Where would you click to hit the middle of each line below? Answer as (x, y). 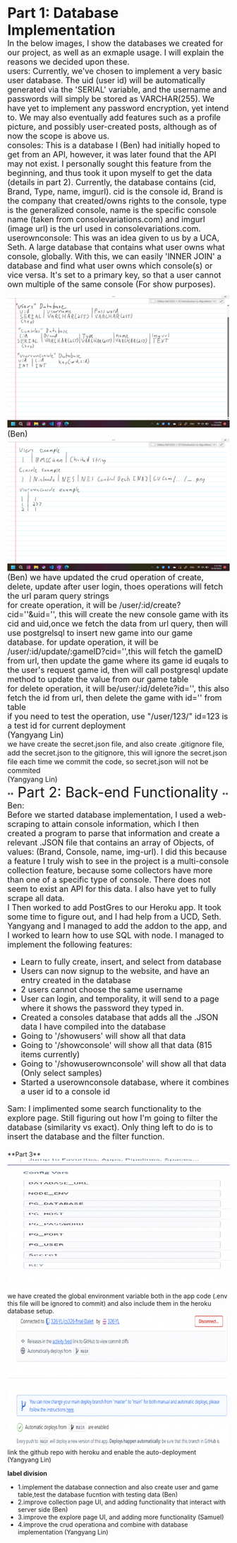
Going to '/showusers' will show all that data (103, 1036)
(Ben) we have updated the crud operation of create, (106, 578)
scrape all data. (36, 898)
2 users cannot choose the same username (102, 989)
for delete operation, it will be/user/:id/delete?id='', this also (118, 689)
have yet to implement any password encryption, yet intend (118, 108)
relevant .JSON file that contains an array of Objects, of (111, 842)
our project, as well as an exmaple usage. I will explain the (116, 52)
